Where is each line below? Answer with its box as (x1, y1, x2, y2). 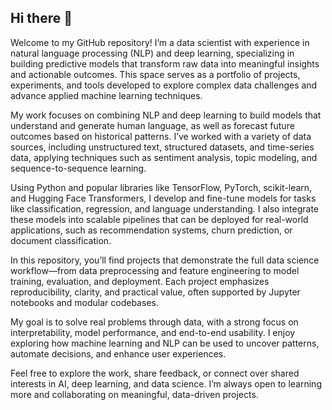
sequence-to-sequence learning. (10, 162, 147, 174)
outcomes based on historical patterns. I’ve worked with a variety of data (10, 130, 312, 142)
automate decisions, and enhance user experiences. (10, 347, 227, 360)
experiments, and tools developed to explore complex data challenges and (10, 79, 318, 91)
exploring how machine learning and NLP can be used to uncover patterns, (10, 337, 320, 349)
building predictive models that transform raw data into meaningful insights (10, 57, 320, 70)
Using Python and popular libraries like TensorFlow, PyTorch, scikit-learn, (10, 181, 313, 193)
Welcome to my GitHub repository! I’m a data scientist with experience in (10, 36, 310, 48)
